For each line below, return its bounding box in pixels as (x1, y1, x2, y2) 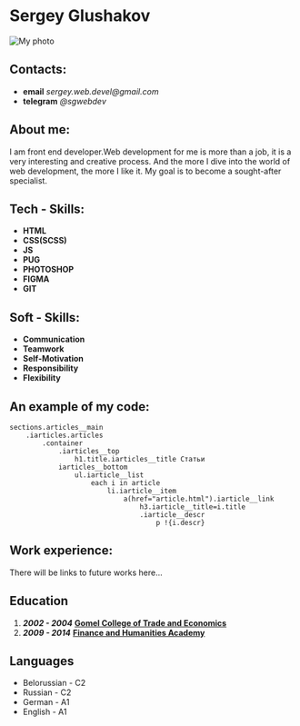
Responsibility (22, 363, 79, 373)
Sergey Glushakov (9, 5, 151, 26)
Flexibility (22, 373, 61, 383)
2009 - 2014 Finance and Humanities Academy (22, 627, 205, 638)
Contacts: (9, 62, 67, 77)
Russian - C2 (22, 687, 72, 698)
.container (42, 439, 84, 448)
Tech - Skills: (9, 201, 85, 216)
